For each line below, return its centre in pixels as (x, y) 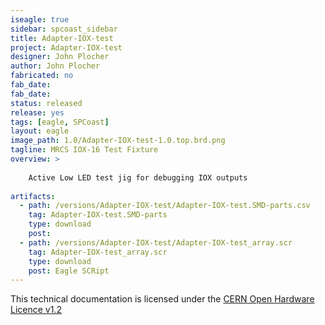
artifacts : (33, 196)
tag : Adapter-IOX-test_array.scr (98, 252)
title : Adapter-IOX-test (62, 38)
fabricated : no (42, 76)
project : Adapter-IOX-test (66, 47)
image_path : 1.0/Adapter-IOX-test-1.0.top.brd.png (118, 141)
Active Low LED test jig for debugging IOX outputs (138, 177)
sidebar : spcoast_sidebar (64, 29)
